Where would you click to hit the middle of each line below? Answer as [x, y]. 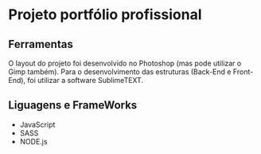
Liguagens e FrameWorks [73, 105]
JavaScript [37, 124]
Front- [243, 72]
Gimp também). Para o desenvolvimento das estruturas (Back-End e [120, 72]
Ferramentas [41, 44]
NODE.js [33, 141]
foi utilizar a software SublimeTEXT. [86, 80]
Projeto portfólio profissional [105, 15]
